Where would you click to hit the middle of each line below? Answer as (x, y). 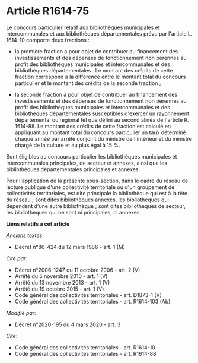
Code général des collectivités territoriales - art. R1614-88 (85, 353)
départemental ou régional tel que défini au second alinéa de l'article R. (102, 119)
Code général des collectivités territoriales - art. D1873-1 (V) (88, 295)
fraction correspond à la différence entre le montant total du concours (100, 77)
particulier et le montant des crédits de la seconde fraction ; (88, 83)
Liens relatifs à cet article (38, 223)
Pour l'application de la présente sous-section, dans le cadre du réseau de (97, 181)
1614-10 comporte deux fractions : (48, 40)
